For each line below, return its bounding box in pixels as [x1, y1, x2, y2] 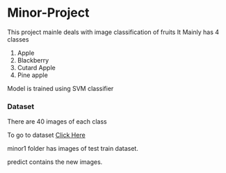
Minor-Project [7, 5, 90, 21]
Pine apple [17, 71, 49, 79]
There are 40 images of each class [7, 117, 107, 126]
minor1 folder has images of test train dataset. [7, 145, 139, 153]
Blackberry [17, 56, 49, 64]
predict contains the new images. [7, 158, 103, 166]
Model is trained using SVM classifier [7, 84, 114, 92]
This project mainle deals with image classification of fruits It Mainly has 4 [7, 28, 220, 36]
